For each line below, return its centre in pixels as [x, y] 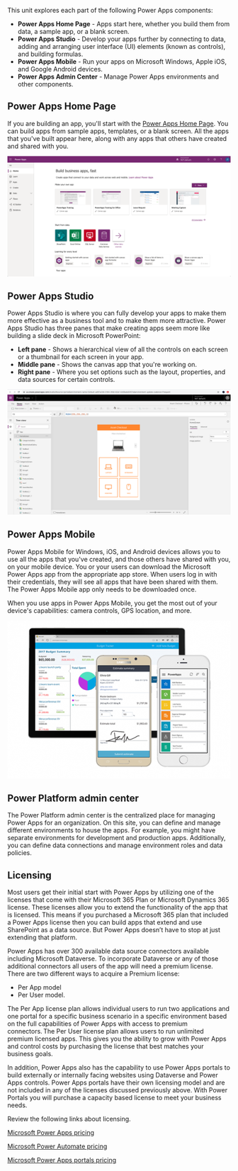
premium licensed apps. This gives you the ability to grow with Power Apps [117, 1039]
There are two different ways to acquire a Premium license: [93, 974]
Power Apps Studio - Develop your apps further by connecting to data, [121, 39]
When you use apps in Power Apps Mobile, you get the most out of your [112, 603]
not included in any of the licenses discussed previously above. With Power [118, 1090]
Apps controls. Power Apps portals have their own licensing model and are [116, 1082]
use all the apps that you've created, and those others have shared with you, [119, 559]
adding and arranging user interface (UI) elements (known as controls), [121, 46]
